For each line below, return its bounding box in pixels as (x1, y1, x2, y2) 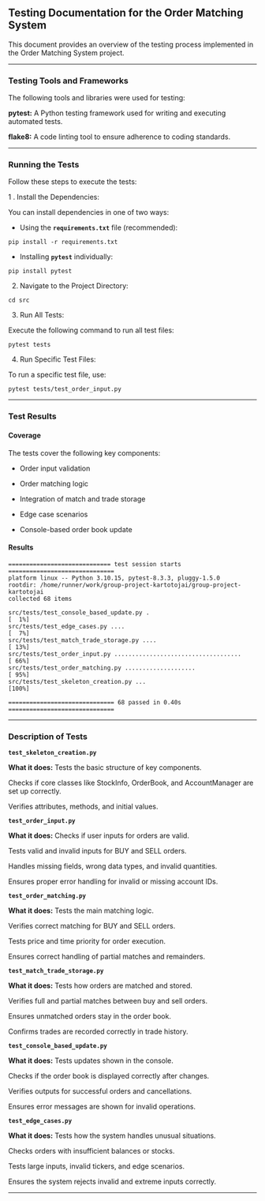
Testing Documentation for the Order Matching (8, 6, 244, 20)
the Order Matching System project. (8, 47, 125, 58)
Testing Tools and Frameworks (8, 75, 129, 86)
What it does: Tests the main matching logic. (8, 906, 155, 915)
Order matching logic (19, 479, 89, 488)
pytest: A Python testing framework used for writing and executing (8, 108, 226, 118)
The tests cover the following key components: (8, 448, 161, 457)
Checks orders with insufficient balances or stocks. (8, 1147, 175, 1156)
